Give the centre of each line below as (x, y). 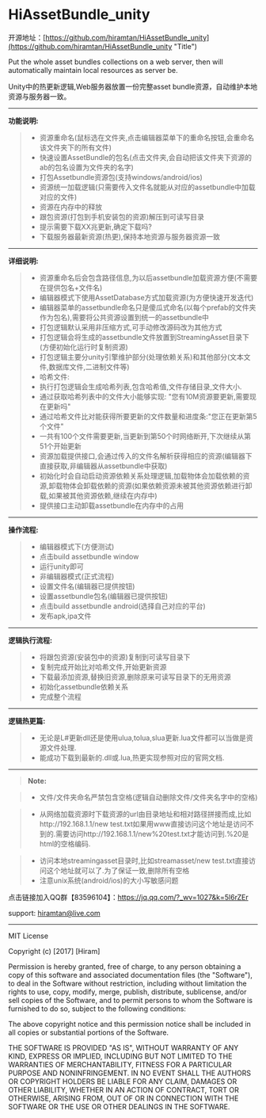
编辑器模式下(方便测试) (77, 546)
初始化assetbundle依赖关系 (84, 686)
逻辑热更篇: (27, 721)
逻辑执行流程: (30, 640)
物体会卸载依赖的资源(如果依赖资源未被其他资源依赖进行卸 (157, 486)
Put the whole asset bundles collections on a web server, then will (116, 62)
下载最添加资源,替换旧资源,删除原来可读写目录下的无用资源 (135, 677)
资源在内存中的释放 (71, 207)
